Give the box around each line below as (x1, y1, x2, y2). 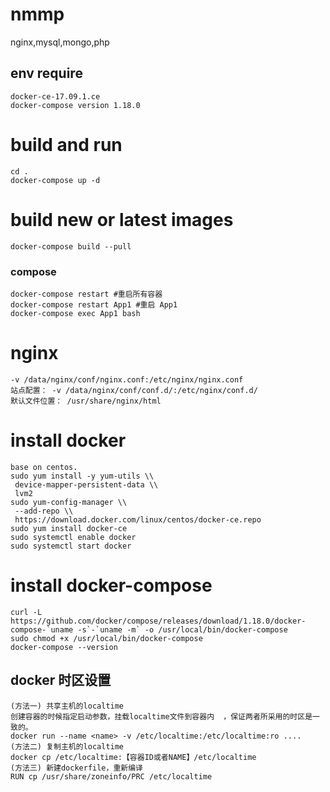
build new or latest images (10, 208, 234, 231)
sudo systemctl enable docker (10, 532, 137, 542)
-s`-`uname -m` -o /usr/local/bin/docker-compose (77, 624, 288, 635)
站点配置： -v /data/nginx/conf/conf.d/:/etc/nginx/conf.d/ (10, 385, 258, 395)
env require (10, 65, 83, 82)
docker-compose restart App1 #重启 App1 (10, 299, 178, 310)
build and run (10, 133, 123, 156)
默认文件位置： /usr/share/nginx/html (10, 396, 162, 406)
